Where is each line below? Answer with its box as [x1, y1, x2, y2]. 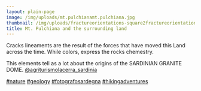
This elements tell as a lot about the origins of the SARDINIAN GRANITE [6, 60, 182, 67]
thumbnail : [6, 20, 33, 26]
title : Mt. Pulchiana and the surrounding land [6, 25, 127, 32]
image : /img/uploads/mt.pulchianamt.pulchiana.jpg [6, 14, 135, 20]
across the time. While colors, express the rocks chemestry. [6, 48, 154, 56]
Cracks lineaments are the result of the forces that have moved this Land [6, 42, 185, 49]
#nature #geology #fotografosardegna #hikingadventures [6, 78, 148, 85]
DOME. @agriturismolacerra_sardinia [6, 66, 98, 74]
